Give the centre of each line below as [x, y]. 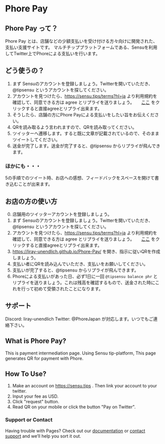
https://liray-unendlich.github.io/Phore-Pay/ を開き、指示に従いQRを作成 [86, 251]
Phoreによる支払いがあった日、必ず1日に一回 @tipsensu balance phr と [85, 276]
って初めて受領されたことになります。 [64, 288]
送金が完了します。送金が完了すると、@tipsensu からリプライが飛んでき [86, 146]
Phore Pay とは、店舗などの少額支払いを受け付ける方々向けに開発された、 [81, 41]
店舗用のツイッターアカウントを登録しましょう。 [62, 214]
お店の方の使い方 [31, 201]
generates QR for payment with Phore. [44, 358]
